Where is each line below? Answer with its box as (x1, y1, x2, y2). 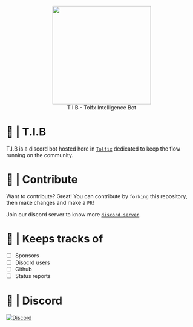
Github (15, 265, 32, 273)
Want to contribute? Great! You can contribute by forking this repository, (6, 192, 188, 199)
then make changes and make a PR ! (6, 199, 94, 206)
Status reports (15, 273, 51, 279)
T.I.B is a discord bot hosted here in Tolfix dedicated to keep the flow (6, 145, 180, 152)
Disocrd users (15, 259, 50, 266)
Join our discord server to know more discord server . (6, 210, 141, 218)
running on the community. (6, 151, 74, 158)
